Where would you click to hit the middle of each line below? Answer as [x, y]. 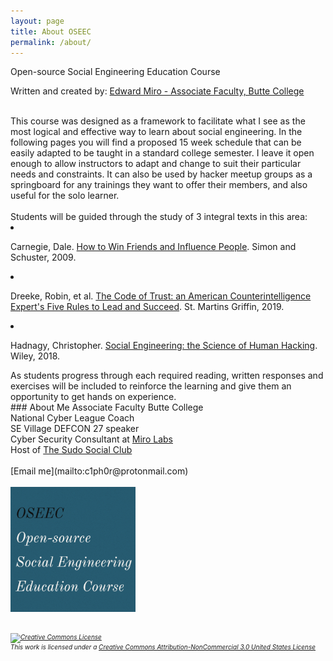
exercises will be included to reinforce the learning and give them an [151, 386]
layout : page [37, 21]
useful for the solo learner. [65, 196]
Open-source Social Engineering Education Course [115, 72]
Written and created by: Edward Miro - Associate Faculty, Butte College [157, 91]
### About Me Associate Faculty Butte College [107, 407]
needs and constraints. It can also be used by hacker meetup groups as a [161, 174]
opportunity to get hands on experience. [93, 397]
